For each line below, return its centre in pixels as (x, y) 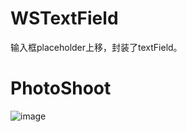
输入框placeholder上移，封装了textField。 (96, 47)
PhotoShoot (61, 88)
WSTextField (64, 18)
